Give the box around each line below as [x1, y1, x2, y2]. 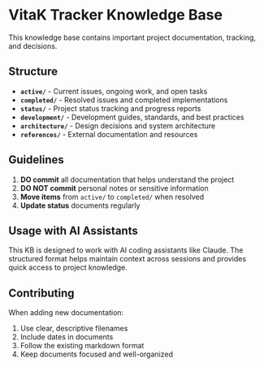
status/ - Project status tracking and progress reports [19, 103, 201, 113]
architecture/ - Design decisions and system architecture [19, 120, 216, 131]
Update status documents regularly [19, 201, 141, 210]
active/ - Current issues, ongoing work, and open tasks [19, 86, 208, 96]
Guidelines [8, 153, 64, 167]
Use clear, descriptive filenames [19, 323, 128, 334]
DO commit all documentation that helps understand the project [19, 175, 235, 184]
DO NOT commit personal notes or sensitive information [19, 183, 209, 192]
